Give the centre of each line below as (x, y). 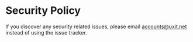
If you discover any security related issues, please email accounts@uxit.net (96, 26)
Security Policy (43, 11)
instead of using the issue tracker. (46, 32)
